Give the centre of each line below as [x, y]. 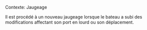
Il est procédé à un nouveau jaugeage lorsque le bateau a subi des [74, 17]
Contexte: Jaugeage [26, 7]
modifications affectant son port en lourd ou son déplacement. [69, 22]
